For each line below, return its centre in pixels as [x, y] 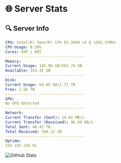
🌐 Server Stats [37, 9]
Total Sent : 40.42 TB [28, 127]
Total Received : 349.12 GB [34, 132]
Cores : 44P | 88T [23, 52]
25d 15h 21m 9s [21, 146]
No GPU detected [22, 103]
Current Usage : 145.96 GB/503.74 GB [44, 66]
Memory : [13, 61]
